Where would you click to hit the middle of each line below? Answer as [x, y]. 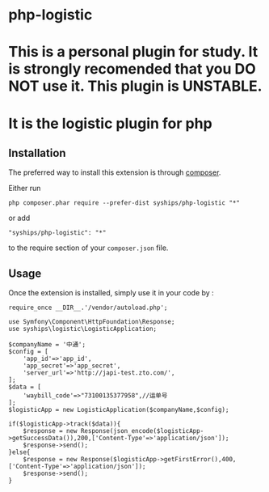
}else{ [19, 452]
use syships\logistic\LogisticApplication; [83, 329]
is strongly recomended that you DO [132, 69]
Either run [25, 189]
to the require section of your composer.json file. [88, 248]
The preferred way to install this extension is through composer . [115, 172]
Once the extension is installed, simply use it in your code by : [111, 293]
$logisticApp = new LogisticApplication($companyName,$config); [119, 410]
